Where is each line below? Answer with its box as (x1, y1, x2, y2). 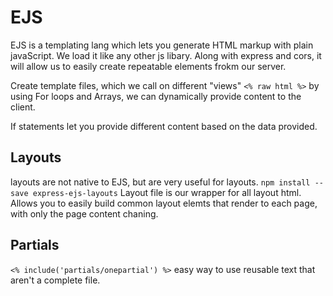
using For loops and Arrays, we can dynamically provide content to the (10, 90, 302, 102)
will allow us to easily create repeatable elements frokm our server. (10, 60, 287, 72)
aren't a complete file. (10, 274, 101, 286)
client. (10, 101, 36, 113)
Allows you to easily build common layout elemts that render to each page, (10, 197, 318, 209)
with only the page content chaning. (10, 207, 159, 220)
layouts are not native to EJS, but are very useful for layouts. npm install (10, 176, 311, 188)
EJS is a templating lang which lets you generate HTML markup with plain (10, 39, 314, 51)
